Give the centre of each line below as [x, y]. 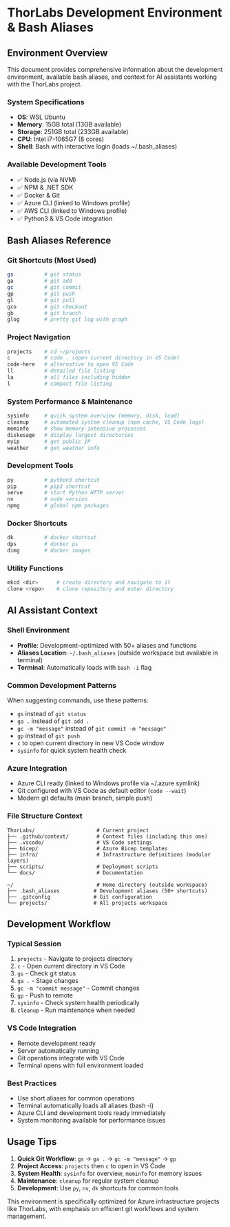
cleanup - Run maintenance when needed [76, 1010]
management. [27, 1216]
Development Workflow [59, 924]
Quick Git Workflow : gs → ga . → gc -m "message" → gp [97, 1159]
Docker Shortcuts [37, 523]
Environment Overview [57, 53]
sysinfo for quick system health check [72, 750]
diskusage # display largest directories [71, 435]
